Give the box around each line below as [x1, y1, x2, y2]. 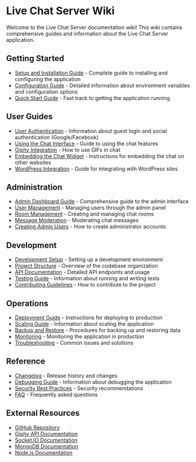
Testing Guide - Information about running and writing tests [14, 275, 160, 282]
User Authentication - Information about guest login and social [14, 127, 168, 134]
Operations [6, 298, 49, 309]
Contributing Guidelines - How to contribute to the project [14, 281, 156, 288]
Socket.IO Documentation [14, 437, 78, 444]
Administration [6, 182, 63, 192]
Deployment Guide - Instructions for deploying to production [14, 314, 163, 321]
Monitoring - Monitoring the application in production [14, 333, 144, 340]
